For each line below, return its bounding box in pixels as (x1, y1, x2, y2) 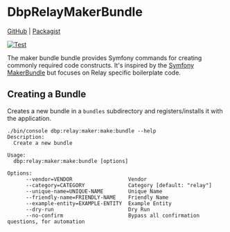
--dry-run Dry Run (25, 206, 150, 213)
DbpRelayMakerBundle (7, 4, 143, 20)
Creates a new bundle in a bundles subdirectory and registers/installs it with (7, 106, 223, 115)
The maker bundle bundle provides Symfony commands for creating (7, 53, 202, 62)
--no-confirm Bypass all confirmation (25, 212, 200, 219)
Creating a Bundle (7, 88, 87, 100)
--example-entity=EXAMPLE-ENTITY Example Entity (25, 200, 172, 207)
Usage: (7, 151, 26, 159)
